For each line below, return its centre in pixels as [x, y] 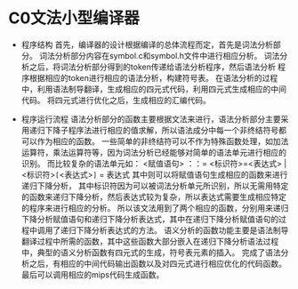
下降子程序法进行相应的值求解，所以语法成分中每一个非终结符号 [162, 130]
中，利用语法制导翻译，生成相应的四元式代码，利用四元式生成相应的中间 [153, 89]
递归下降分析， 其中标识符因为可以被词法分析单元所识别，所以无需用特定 [155, 185]
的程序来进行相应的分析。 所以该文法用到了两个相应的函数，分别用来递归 [155, 208]
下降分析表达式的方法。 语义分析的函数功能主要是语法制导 [182, 230]
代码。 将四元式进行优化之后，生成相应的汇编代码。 [116, 100]
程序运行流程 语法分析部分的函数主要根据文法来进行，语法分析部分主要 [151, 119]
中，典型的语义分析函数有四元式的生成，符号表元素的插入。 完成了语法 [151, 252]
